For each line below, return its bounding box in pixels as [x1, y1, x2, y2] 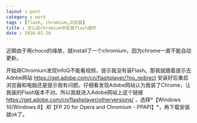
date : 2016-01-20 [6, 30, 51, 36]
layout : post [6, 8, 41, 15]
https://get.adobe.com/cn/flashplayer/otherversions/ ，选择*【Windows [6, 96, 181, 103]
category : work [6, 14, 46, 20]
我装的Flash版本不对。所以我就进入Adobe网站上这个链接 [6, 89, 143, 96]
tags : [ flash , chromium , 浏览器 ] [6, 19, 85, 25]
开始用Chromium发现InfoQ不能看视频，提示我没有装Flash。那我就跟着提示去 [6, 67, 192, 74]
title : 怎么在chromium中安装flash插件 [6, 25, 97, 31]
